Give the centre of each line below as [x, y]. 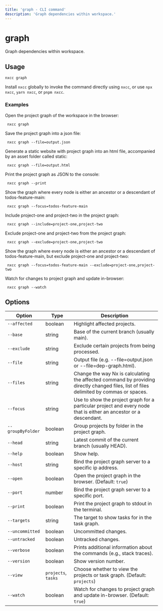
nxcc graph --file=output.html [39, 165]
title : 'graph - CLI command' [36, 9]
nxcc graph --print [27, 183]
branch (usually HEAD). [100, 446]
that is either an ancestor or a [107, 412]
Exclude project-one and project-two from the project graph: [65, 233]
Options [17, 302]
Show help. [86, 454]
